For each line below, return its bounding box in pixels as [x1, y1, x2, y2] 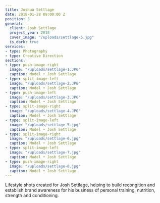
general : [5, 21, 23, 26]
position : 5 [5, 16, 30, 21]
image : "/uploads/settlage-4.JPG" [9, 108, 81, 114]
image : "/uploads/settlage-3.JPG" [9, 95, 81, 100]
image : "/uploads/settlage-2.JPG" [9, 81, 81, 86]
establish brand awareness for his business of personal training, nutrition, [5, 187, 156, 193]
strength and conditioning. [5, 193, 59, 199]
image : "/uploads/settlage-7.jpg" [9, 150, 81, 155]
